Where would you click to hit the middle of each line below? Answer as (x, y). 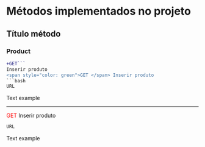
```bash (16, 81)
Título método (34, 34)
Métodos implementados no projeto (99, 11)
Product (19, 51)
